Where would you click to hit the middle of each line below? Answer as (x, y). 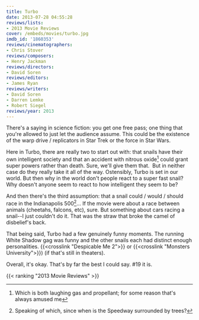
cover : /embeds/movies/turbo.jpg (47, 34)
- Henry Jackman (26, 61)
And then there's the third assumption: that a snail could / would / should (95, 196)
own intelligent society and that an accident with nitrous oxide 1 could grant (97, 159)
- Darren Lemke (25, 100)
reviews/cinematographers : (39, 45)
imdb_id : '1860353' (30, 39)
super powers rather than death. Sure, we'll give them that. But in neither (96, 166)
